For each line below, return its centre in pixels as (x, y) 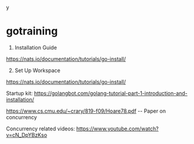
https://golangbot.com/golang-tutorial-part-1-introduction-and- (111, 93)
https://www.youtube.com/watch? (117, 129)
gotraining (32, 31)
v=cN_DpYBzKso (27, 135)
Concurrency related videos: (41, 129)
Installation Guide (36, 47)
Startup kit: (20, 93)
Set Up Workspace (37, 70)
